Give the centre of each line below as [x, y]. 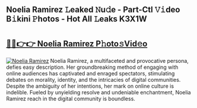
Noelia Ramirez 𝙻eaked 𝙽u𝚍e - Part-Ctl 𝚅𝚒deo [93, 10]
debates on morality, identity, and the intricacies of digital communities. [93, 80]
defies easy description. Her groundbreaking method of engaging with [92, 67]
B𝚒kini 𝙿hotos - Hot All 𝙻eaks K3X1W [77, 19]
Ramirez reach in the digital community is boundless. [71, 99]
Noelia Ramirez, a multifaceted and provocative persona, [119, 61]
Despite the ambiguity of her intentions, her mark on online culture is [90, 86]
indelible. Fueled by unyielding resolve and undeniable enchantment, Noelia [99, 92]
